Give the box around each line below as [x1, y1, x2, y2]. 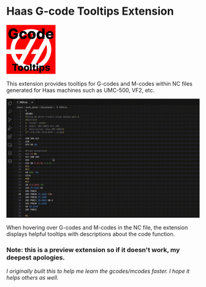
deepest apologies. [6, 253, 66, 262]
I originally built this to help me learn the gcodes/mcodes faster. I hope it [6, 267, 190, 275]
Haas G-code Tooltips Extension [6, 4, 174, 18]
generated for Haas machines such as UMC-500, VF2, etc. [6, 86, 155, 94]
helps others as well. [6, 274, 59, 281]
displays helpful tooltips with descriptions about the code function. [6, 231, 175, 238]
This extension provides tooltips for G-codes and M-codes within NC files [6, 80, 193, 87]
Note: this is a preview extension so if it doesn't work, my [6, 246, 180, 255]
